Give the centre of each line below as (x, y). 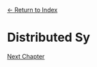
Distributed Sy (49, 38)
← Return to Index (32, 10)
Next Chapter (26, 56)
